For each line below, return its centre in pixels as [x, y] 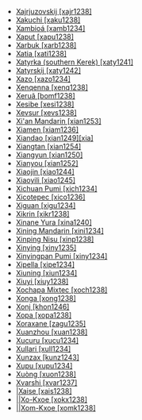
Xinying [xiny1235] [46, 248]
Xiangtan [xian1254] [48, 146]
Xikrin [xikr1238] [42, 214]
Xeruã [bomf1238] [45, 96]
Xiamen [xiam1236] [47, 129]
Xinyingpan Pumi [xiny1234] [61, 256]
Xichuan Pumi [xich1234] [56, 189]
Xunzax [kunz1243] [47, 357]
